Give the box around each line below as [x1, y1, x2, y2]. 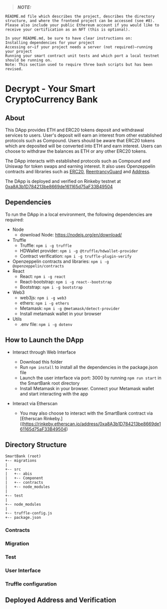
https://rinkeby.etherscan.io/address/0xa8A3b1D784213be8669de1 [23, 421, 161, 427]
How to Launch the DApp [5, 336, 84, 345]
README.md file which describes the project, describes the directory [5, 14, 155, 19]
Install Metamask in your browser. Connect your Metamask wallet [19, 385, 155, 391]
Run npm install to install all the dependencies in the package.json [19, 364, 158, 370]
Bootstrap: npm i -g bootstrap [19, 284, 83, 290]
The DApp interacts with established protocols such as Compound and [5, 158, 151, 164]
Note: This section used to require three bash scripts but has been [5, 62, 153, 67]
